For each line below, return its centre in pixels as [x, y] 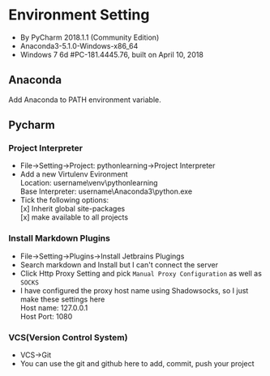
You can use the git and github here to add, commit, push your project [137, 364]
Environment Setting [79, 15]
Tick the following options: [64, 200]
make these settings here [62, 299]
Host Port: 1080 [46, 316]
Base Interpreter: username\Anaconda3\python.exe [106, 191]
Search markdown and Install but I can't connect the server [119, 264]
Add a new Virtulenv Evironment [74, 174]
